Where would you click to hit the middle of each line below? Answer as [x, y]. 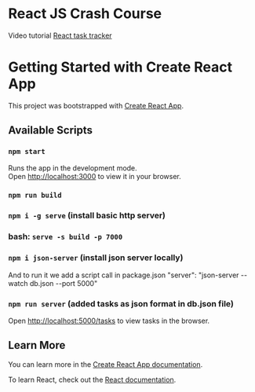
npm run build [35, 196]
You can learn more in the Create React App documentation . [106, 364]
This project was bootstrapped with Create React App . [96, 105]
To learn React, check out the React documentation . [92, 379]
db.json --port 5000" [64, 283]
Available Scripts [50, 130]
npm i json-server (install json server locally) [96, 258]
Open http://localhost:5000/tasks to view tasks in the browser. [109, 321]
